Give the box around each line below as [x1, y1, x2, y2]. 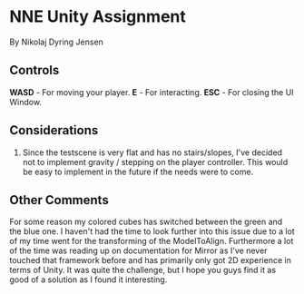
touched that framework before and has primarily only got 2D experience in [9, 255, 292, 266]
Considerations [9, 122, 99, 138]
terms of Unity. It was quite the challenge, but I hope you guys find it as [9, 265, 277, 276]
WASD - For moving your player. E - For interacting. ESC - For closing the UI [9, 86, 294, 97]
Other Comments [9, 192, 109, 208]
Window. [9, 96, 43, 107]
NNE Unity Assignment [9, 6, 186, 27]
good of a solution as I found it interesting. [9, 274, 168, 285]
